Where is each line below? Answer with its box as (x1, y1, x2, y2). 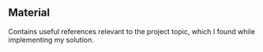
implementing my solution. (8, 35, 95, 44)
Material (8, 6, 50, 19)
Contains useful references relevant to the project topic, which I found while (8, 26, 255, 36)
